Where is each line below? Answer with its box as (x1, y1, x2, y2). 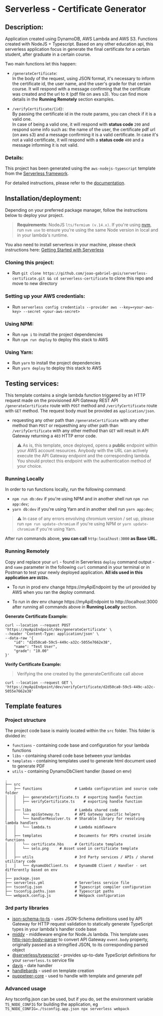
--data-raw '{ (5, 635, 34, 641)
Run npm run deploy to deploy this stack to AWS (12, 337, 109, 343)
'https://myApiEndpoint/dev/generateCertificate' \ (5, 627, 112, 632)
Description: (5, 23, 44, 31)
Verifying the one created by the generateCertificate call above (17, 670, 144, 676)
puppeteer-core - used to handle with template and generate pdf (12, 973, 143, 978)
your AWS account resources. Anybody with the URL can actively (17, 448, 148, 454)
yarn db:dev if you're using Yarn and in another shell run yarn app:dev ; (12, 506, 154, 512)
